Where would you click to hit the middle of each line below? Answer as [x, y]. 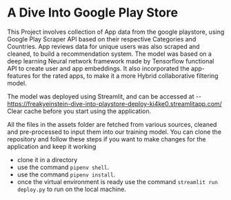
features [19, 76]
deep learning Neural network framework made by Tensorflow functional [111, 61]
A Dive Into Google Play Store [92, 13]
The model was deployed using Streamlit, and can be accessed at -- [104, 96]
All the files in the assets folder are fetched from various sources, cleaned [112, 124]
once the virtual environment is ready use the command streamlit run [118, 181]
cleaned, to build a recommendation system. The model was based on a [110, 54]
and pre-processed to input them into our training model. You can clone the [114, 132]
